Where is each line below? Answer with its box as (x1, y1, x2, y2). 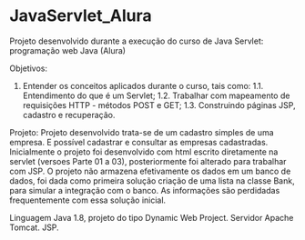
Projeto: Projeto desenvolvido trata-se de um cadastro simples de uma (9, 126, 275, 137)
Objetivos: (9, 63, 48, 74)
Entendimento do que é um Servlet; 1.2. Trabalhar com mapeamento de (22, 90, 290, 101)
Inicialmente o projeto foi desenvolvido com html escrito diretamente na (9, 146, 279, 157)
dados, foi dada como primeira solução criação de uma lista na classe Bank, (9, 175, 295, 186)
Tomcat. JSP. (9, 222, 59, 233)
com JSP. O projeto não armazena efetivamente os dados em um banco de (9, 165, 291, 176)
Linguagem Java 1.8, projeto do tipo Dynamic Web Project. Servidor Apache (9, 212, 294, 223)
